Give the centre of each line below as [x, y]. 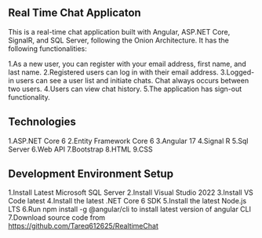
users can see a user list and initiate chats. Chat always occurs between [132, 80]
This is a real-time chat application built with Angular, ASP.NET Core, [119, 31]
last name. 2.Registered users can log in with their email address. [113, 72]
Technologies [42, 122]
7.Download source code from [57, 218]
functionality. [29, 97]
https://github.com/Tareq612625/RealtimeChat [83, 226]
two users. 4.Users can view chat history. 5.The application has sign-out [125, 89]
